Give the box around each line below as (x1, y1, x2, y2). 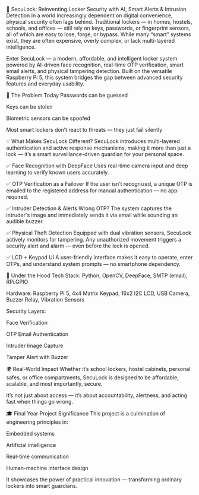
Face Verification (6, 319, 48, 326)
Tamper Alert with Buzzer (6, 354, 69, 360)
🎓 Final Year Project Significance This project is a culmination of (6, 410, 165, 417)
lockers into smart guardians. (6, 483, 78, 489)
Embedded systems (6, 430, 55, 437)
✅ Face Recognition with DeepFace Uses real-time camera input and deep (6, 162, 188, 169)
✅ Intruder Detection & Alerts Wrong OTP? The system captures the (6, 205, 172, 212)
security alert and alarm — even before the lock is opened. (6, 242, 150, 249)
